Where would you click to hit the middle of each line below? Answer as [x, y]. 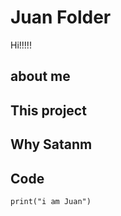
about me [40, 76]
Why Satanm [51, 144]
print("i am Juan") [51, 201]
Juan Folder [61, 17]
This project [48, 110]
